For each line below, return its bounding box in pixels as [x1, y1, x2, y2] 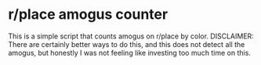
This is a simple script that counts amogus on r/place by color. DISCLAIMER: [8, 31, 255, 41]
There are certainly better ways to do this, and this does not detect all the [8, 39, 245, 49]
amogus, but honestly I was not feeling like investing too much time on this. [8, 48, 251, 57]
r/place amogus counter [8, 5, 169, 23]
